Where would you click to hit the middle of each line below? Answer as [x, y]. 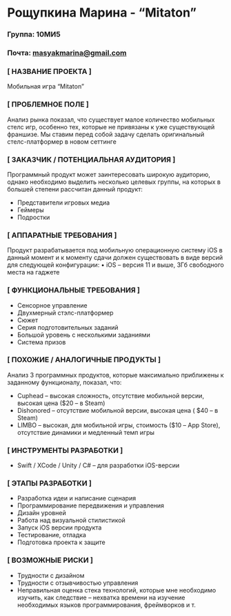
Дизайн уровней [42, 513]
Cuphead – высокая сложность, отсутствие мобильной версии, [111, 395]
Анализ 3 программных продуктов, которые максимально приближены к [115, 375]
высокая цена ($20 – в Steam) [61, 403]
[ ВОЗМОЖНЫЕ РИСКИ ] [50, 560]
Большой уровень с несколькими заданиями [83, 335]
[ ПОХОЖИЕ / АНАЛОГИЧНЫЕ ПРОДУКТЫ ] [84, 360]
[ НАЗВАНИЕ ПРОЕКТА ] [49, 71]
